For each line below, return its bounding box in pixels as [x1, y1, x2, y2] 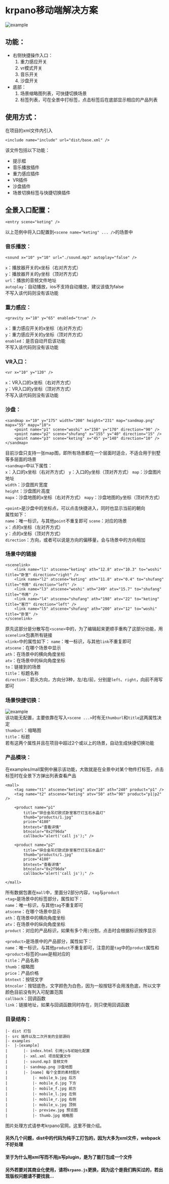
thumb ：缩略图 [5, 964, 34, 970]
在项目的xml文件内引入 [5, 127, 53, 134]
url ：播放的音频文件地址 [5, 277, 57, 283]
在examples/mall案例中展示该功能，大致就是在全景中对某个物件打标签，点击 [5, 766, 164, 772]
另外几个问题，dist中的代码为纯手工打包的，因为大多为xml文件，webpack [5, 1135, 161, 1141]
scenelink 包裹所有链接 [5, 632, 53, 638]
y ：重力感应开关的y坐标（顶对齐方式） [5, 331, 86, 338]
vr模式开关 [20, 64, 43, 71]
